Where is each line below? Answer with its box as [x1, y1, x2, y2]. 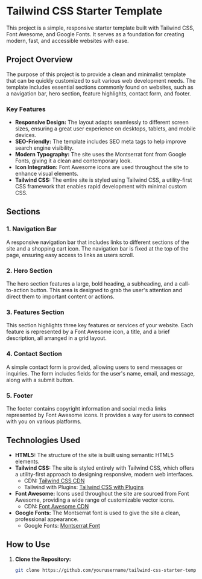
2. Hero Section [6, 266, 52, 275]
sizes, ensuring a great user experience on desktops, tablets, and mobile [14, 125, 196, 132]
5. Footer [6, 391, 33, 400]
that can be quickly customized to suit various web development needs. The [6, 77, 196, 84]
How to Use [6, 539, 51, 550]
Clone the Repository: [14, 555, 71, 563]
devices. [14, 132, 37, 139]
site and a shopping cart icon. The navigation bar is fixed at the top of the [6, 245, 189, 252]
